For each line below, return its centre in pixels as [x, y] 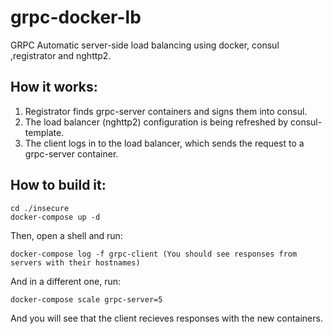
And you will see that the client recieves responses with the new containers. [166, 318]
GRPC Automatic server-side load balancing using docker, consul [145, 45]
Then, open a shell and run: [66, 235]
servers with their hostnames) [75, 262]
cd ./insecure [40, 208]
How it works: [54, 87]
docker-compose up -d [55, 217]
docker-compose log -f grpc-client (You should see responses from [154, 254]
